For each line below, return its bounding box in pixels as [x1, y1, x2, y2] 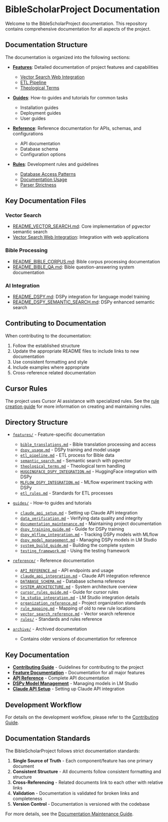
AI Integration [5, 282, 40, 289]
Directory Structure [5, 418, 69, 427]
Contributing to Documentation [5, 319, 107, 328]
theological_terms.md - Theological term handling [20, 463, 125, 469]
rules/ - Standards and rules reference [20, 616, 103, 622]
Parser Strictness [20, 182, 57, 188]
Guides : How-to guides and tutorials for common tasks [12, 94, 128, 100]
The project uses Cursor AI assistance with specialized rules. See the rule [5, 398, 159, 404]
